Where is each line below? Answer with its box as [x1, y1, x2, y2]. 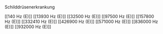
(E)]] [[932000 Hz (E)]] [4, 24, 51, 30]
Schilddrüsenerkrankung [4, 4, 55, 10]
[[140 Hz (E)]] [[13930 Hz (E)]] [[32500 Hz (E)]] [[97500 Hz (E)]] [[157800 [4, 14, 154, 19]
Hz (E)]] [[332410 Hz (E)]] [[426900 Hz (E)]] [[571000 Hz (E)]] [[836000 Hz [4, 19, 159, 24]
